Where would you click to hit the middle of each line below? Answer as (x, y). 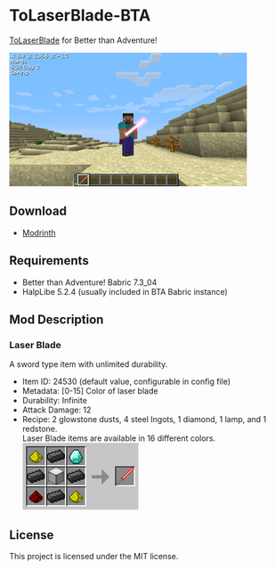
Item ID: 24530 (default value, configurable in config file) (126, 382)
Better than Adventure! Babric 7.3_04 (89, 282)
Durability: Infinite (54, 401)
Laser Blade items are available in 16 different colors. (119, 438)
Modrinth (39, 232)
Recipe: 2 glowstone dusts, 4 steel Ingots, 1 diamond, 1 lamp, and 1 (144, 419)
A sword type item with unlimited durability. (89, 364)
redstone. (40, 429)
